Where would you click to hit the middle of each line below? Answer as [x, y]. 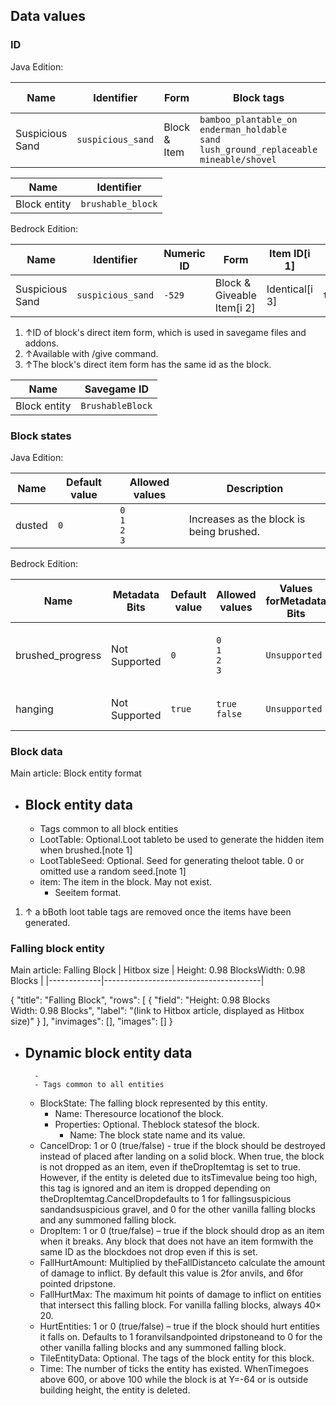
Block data [36, 751]
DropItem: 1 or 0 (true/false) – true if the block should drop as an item [182, 1231]
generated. [47, 923]
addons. [41, 343]
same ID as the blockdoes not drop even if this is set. [148, 1252]
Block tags [259, 97]
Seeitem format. [88, 893]
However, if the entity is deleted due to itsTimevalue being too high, [178, 1178]
